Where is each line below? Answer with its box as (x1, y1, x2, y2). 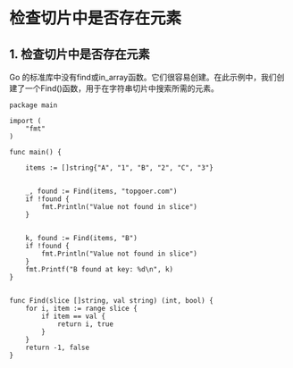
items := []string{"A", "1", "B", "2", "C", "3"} (25, 163, 214, 172)
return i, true (56, 320, 114, 329)
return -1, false (25, 343, 90, 352)
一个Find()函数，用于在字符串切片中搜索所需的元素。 (24, 83, 219, 94)
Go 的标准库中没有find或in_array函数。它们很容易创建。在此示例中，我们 (9, 72, 277, 82)
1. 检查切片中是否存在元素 (9, 46, 150, 62)
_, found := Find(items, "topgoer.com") (25, 187, 178, 196)
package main (9, 101, 58, 110)
